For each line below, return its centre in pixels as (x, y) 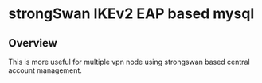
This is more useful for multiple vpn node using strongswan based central (129, 62)
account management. (45, 70)
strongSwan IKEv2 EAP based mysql (131, 14)
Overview (33, 43)
